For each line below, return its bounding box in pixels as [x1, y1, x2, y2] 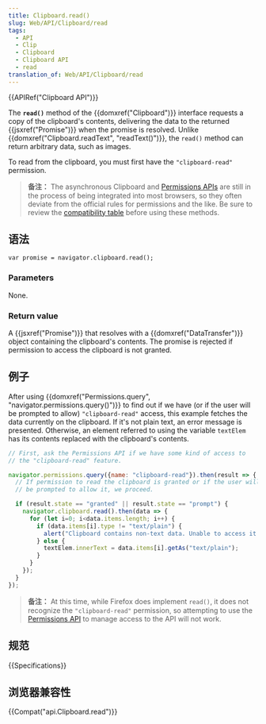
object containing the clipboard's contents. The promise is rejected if [8, 337, 234, 346]
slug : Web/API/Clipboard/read [8, 19, 108, 27]
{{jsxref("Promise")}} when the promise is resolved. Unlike [8, 125, 199, 134]
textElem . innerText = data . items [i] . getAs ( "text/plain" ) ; [43, 545, 239, 553]
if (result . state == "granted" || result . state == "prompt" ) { [15, 500, 229, 508]
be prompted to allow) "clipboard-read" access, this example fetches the [8, 408, 248, 418]
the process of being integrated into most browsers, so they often [27, 191, 242, 200]
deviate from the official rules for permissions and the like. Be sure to [27, 199, 253, 209]
